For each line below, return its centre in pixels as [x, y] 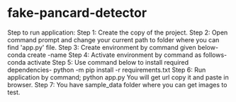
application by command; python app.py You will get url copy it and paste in [118, 77]
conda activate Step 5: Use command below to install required [98, 62]
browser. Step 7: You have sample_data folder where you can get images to [117, 84]
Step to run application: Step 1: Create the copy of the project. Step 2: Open [118, 32]
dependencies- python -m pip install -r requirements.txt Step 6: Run [107, 70]
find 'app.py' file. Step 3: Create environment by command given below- [113, 47]
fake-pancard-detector [77, 13]
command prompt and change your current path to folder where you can [113, 39]
